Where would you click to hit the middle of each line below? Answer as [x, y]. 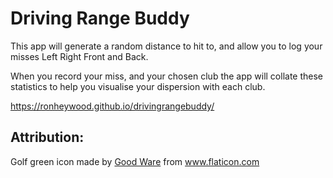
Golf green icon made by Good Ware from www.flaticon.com [135, 161]
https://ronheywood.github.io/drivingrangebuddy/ [112, 106]
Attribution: [47, 137]
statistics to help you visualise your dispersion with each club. [138, 86]
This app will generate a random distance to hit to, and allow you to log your [166, 46]
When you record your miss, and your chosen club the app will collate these [167, 76]
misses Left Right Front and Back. [79, 56]
